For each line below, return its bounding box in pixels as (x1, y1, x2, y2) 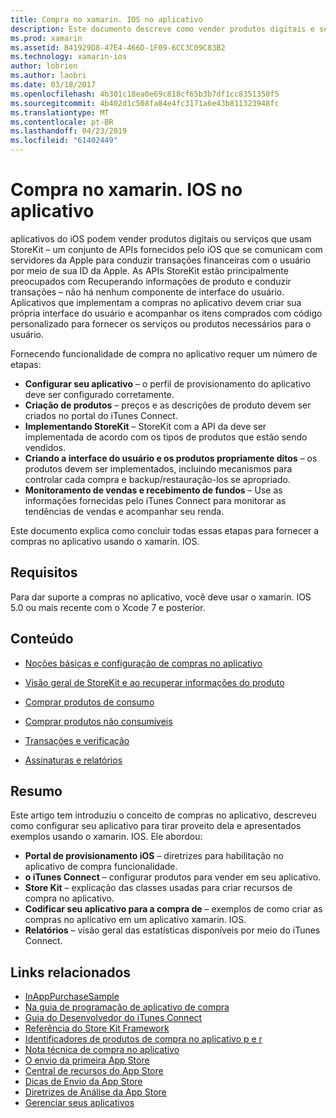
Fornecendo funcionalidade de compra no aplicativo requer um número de (10, 347, 318, 360)
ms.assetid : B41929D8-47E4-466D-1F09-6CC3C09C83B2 (10, 42, 226, 53)
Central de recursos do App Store (24, 1065, 164, 1077)
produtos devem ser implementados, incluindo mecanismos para (24, 462, 293, 475)
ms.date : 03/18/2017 (10, 80, 97, 90)
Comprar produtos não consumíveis (24, 715, 173, 727)
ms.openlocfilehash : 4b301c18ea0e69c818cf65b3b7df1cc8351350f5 (10, 89, 280, 99)
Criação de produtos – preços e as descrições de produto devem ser (24, 399, 312, 411)
